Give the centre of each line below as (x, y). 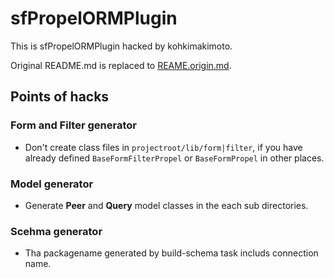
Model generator (52, 184)
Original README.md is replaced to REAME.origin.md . (121, 65)
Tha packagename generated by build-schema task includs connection (171, 253)
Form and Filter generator (73, 125)
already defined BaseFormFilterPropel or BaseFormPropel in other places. (174, 158)
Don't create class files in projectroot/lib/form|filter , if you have (163, 147)
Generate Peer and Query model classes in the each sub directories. (166, 205)
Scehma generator (56, 231)
